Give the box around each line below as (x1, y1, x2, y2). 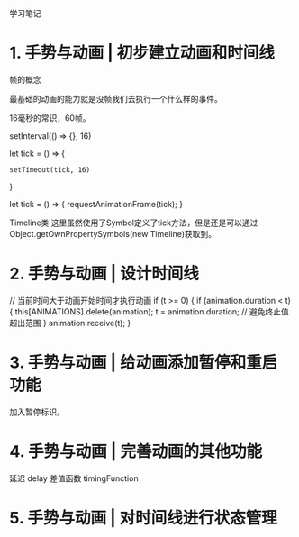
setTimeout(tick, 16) (9, 165, 91, 174)
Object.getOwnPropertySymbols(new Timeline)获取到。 (9, 228, 217, 239)
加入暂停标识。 (9, 406, 65, 417)
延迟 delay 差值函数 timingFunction (9, 472, 139, 484)
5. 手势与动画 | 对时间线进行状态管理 (9, 507, 277, 528)
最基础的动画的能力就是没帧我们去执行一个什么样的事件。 (9, 93, 222, 104)
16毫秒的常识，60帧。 (9, 112, 91, 123)
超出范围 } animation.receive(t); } (9, 317, 131, 328)
